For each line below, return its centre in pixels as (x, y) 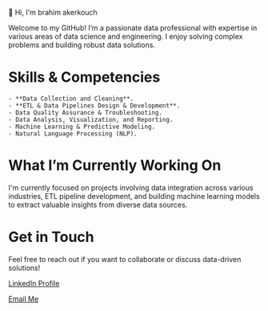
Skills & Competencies (84, 77)
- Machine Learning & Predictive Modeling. (82, 127)
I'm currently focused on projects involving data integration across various (131, 188)
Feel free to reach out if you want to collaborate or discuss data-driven (125, 259)
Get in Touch (51, 237)
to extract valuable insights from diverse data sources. (98, 204)
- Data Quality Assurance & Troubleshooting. (85, 112)
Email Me (24, 299)
